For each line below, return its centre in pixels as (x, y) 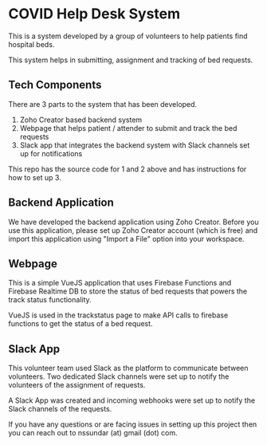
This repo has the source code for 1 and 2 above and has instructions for (128, 169)
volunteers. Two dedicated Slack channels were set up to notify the (119, 376)
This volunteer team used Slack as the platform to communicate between (128, 368)
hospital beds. (31, 44)
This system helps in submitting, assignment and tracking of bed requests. (131, 60)
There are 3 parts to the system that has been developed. (103, 104)
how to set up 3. (35, 177)
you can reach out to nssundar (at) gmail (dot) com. (93, 433)
